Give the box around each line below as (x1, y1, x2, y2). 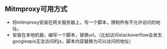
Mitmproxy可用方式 (5, 5, 68, 14)
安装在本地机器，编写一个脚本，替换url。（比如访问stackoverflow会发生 (12, 32, 162, 38)
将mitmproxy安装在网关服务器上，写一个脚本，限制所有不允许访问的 (12, 19, 156, 25)
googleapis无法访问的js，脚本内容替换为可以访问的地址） (12, 38, 134, 44)
